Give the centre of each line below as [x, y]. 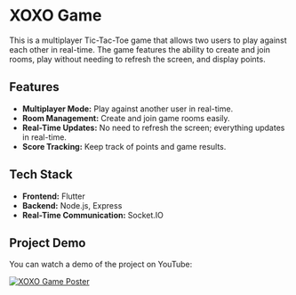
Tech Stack [41, 175]
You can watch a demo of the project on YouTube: [101, 265]
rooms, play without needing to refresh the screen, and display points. [137, 59]
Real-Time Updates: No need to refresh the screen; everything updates [153, 127]
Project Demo [48, 243]
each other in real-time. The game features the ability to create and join [140, 49]
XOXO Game [56, 16]
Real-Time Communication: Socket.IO [93, 215]
